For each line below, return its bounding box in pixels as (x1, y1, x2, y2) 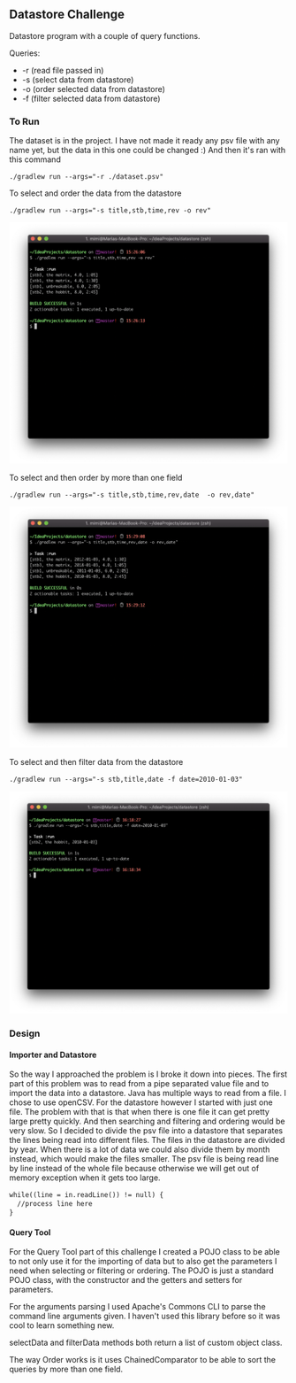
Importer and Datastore (9, 1049, 97, 1060)
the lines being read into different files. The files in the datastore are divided (9, 1135, 285, 1146)
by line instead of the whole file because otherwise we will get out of (9, 1163, 260, 1174)
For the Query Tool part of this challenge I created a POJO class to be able (9, 1247, 280, 1257)
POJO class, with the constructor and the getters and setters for (9, 1275, 243, 1286)
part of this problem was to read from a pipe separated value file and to (9, 1078, 269, 1089)
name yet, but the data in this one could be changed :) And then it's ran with (9, 145, 286, 156)
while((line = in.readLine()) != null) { (9, 1191, 164, 1200)
